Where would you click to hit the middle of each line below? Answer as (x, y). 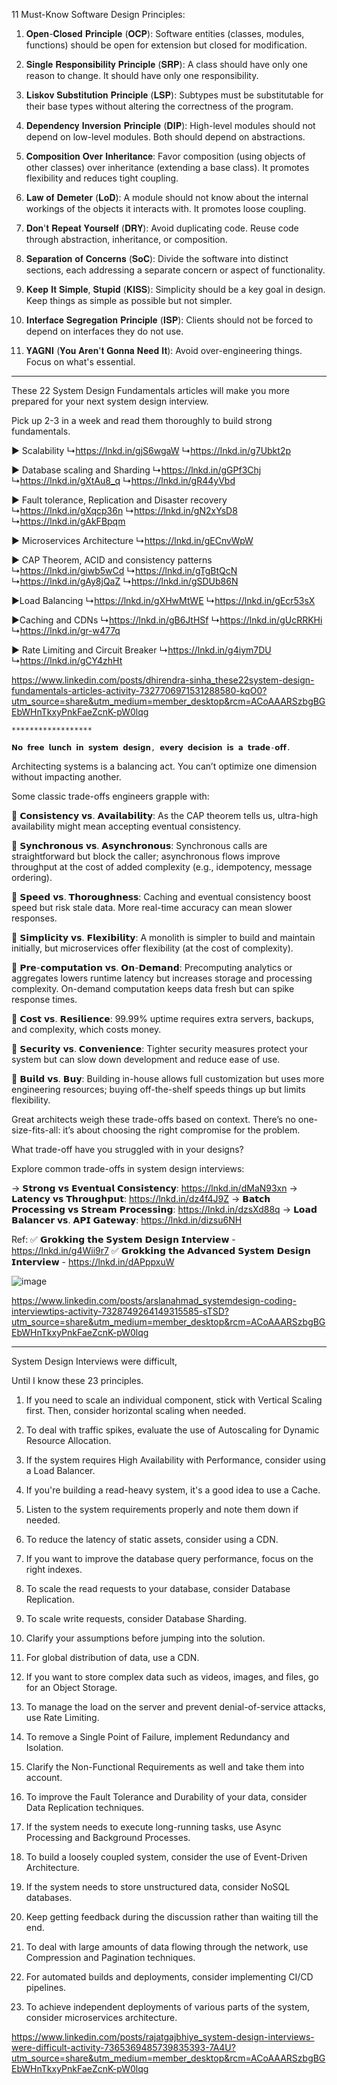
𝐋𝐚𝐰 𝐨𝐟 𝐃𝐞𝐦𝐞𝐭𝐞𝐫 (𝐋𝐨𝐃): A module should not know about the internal (167, 197)
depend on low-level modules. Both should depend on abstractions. (165, 137)
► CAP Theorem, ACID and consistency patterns (112, 560)
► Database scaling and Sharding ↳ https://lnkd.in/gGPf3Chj (136, 470)
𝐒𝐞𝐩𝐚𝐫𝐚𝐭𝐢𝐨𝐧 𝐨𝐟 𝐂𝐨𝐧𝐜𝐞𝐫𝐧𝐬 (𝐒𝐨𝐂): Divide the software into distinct (157, 258)
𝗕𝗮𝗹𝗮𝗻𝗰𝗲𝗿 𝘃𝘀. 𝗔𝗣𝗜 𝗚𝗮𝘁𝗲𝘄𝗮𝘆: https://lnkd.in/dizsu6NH (127, 1220)
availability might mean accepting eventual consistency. (126, 826)
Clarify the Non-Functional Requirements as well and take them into (165, 1767)
